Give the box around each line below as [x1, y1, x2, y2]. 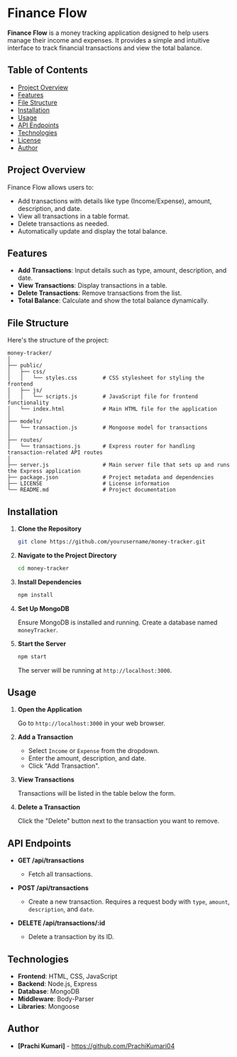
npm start [17, 653, 48, 660]
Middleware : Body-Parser [17, 994, 94, 1003]
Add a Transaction [17, 733, 73, 742]
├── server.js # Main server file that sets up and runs [7, 462, 231, 469]
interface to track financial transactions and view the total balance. [7, 43, 202, 52]
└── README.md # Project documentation [7, 487, 176, 494]
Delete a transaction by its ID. [28, 933, 115, 941]
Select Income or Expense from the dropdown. [28, 747, 160, 755]
